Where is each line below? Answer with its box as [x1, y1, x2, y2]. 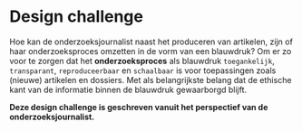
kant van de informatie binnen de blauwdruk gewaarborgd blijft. [9, 84, 248, 95]
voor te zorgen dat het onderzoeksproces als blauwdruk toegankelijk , [9, 55, 275, 66]
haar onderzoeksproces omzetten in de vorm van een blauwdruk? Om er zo [9, 45, 292, 56]
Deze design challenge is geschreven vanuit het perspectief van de [9, 101, 268, 112]
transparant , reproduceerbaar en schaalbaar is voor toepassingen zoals [9, 65, 277, 76]
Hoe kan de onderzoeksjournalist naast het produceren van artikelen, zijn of [9, 36, 293, 47]
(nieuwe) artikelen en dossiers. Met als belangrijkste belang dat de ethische [9, 74, 292, 85]
